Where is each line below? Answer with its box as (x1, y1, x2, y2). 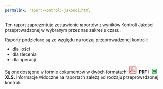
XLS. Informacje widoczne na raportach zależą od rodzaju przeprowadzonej (5, 74, 159, 80)
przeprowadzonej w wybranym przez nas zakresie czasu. (5, 27, 121, 33)
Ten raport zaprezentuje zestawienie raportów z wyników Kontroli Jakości (5, 22, 154, 28)
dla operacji (12, 56, 36, 62)
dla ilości (12, 46, 30, 52)
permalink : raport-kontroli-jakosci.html (5, 8, 91, 13)
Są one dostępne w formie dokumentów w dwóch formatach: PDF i (5, 69, 150, 75)
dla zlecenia (12, 51, 37, 57)
